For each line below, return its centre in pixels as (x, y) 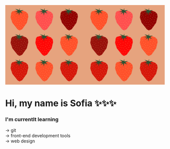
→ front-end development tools (38, 136)
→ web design (20, 141)
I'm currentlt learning (32, 120)
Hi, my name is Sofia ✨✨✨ (61, 103)
